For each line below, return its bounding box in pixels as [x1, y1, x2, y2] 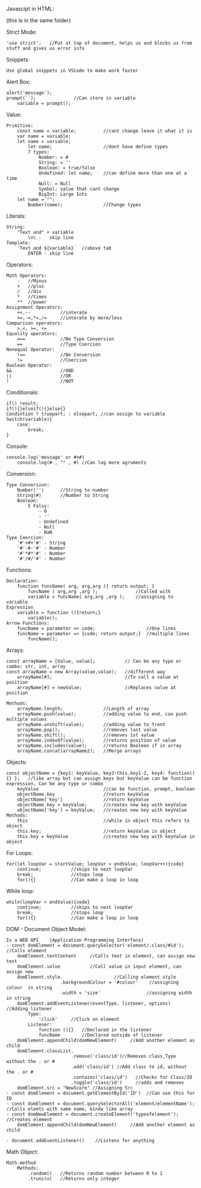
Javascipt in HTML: [6, 5, 54, 12]
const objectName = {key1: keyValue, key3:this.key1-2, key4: [6, 770, 165, 776]
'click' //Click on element [38, 1016, 120, 1022]
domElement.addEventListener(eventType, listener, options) [17, 1000, 171, 1006]
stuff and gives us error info [6, 45, 85, 51]
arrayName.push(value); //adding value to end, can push [17, 711, 187, 717]
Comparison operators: [6, 320, 63, 326]
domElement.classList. [17, 1048, 74, 1054]
